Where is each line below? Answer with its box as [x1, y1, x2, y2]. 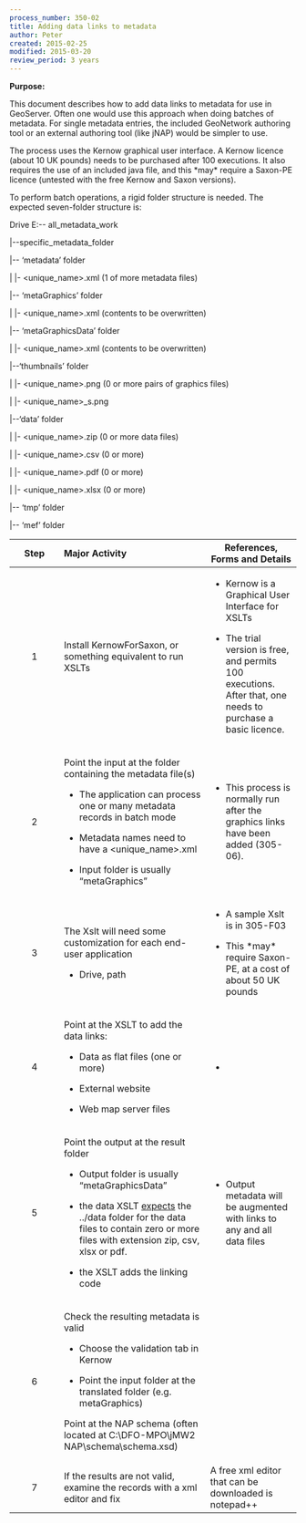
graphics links [225, 815, 286, 828]
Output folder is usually [78, 1168, 179, 1180]
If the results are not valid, [63, 1470, 175, 1482]
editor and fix [63, 1493, 121, 1505]
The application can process [78, 788, 201, 801]
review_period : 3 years [9, 56, 100, 65]
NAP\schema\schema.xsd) [63, 1440, 178, 1453]
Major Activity [63, 547, 127, 559]
